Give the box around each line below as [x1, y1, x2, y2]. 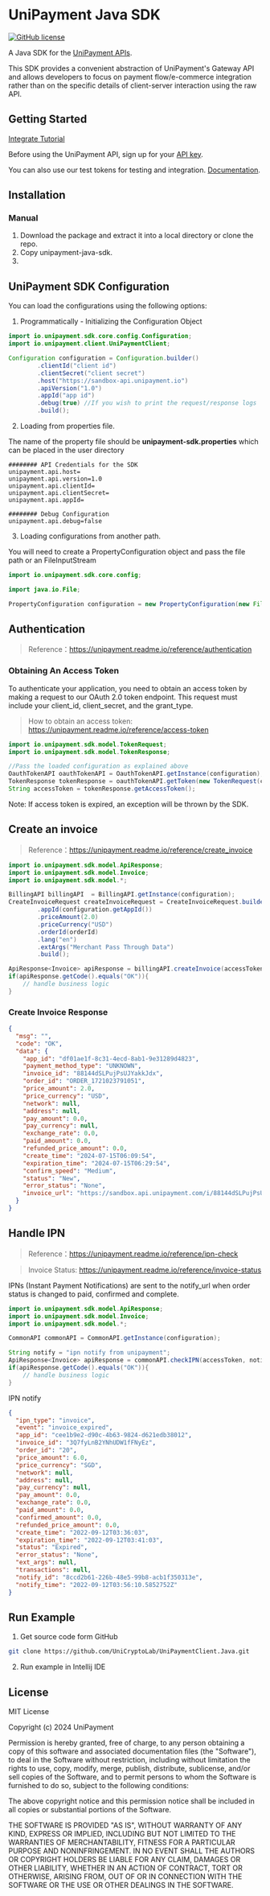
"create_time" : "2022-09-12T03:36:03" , [15, 1528, 149, 1536]
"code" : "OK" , [15, 1040, 63, 1048]
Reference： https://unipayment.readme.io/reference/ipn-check [27, 1249, 239, 1259]
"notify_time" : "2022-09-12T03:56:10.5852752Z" [15, 1581, 178, 1589]
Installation [8, 188, 66, 202]
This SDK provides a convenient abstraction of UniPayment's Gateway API [8, 63, 255, 73]
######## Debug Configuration [8, 510, 110, 518]
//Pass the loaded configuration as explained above [8, 762, 189, 770]
